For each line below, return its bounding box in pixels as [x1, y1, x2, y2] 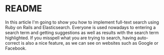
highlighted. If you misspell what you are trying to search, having [5, 35, 136, 41]
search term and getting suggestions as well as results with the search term [5, 29, 159, 35]
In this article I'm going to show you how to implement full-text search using [5, 19, 159, 25]
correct [5, 40, 20, 46]
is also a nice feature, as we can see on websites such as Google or [21, 40, 159, 46]
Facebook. [5, 45, 27, 51]
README [5, 3, 42, 14]
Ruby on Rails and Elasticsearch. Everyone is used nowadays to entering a [5, 24, 156, 30]
